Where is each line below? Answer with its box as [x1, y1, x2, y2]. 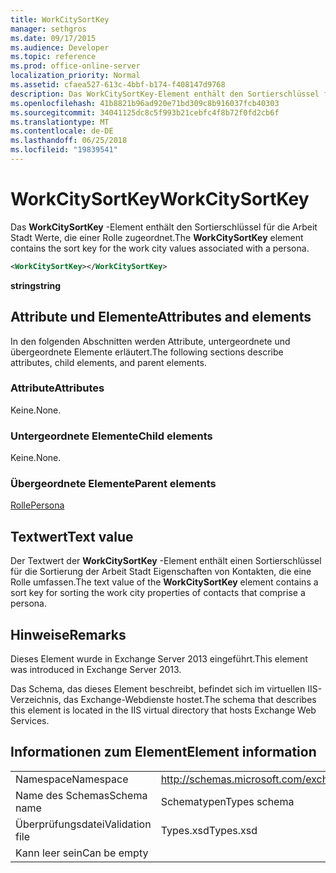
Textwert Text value [10, 528, 134, 545]
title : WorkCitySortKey [10, 14, 110, 25]
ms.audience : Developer [10, 42, 110, 53]
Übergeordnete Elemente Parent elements [10, 477, 217, 491]
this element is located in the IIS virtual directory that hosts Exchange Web [10, 704, 317, 716]
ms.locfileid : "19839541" [10, 145, 118, 155]
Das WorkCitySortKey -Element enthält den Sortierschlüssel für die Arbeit [10, 221, 318, 233]
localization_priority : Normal [10, 71, 141, 81]
